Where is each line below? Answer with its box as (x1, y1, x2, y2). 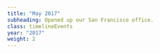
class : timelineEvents (7, 23, 73, 30)
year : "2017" (7, 29, 45, 36)
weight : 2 (7, 36, 36, 43)
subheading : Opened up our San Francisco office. (7, 17, 154, 23)
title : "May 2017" (7, 10, 61, 17)
